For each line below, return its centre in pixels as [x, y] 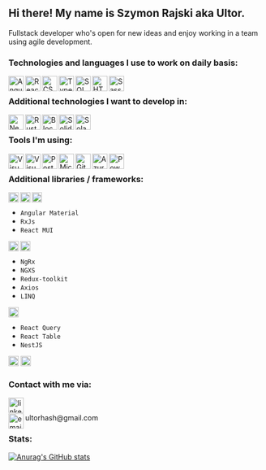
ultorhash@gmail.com [62, 418]
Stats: [20, 439]
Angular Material [49, 213]
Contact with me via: [50, 384]
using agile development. [51, 41]
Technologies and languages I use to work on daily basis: [123, 63]
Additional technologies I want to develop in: [98, 102]
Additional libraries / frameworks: [76, 179]
